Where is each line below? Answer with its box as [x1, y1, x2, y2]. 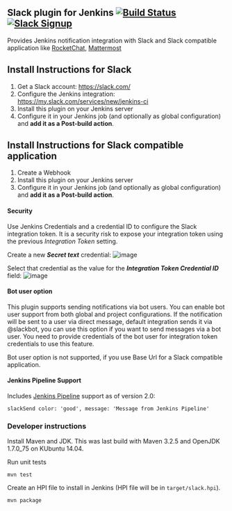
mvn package [7, 497, 42, 504]
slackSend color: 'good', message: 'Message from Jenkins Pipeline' [7, 405, 210, 412]
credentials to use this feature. [7, 339, 94, 348]
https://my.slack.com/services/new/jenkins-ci [17, 97, 149, 105]
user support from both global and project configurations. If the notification [7, 310, 222, 318]
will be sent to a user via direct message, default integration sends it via [7, 317, 213, 325]
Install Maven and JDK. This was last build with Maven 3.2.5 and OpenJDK [7, 437, 220, 446]
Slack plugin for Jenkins [7, 7, 115, 19]
